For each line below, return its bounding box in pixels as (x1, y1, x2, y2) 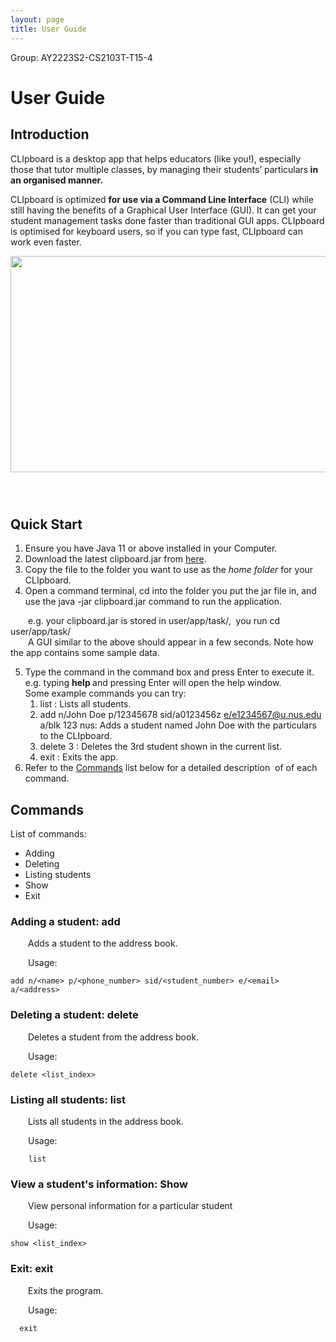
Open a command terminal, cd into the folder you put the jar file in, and (24, 585, 317, 597)
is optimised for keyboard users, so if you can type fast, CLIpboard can (10, 225, 303, 237)
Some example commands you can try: (24, 687, 187, 700)
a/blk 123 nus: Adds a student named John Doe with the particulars (39, 719, 317, 731)
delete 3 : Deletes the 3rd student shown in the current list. (39, 741, 283, 753)
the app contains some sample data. (10, 647, 160, 659)
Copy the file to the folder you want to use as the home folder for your (24, 564, 314, 576)
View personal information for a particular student (28, 1200, 233, 1212)
